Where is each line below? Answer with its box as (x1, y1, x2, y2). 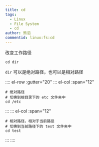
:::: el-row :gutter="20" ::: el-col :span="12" (5, 78, 94, 85)
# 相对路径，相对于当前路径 (5, 118, 55, 123)
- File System (9, 21, 39, 26)
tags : (5, 12, 16, 17)
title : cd (5, 7, 26, 12)
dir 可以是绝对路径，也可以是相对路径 (5, 68, 83, 75)
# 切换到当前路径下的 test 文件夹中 (5, 123, 71, 129)
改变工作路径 (5, 49, 31, 55)
